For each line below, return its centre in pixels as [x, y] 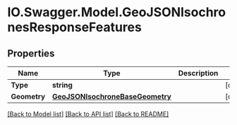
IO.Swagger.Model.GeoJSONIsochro [117, 12]
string [62, 85]
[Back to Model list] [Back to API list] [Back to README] [88, 114]
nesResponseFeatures [75, 27]
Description [198, 73]
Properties [31, 53]
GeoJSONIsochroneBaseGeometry [111, 96]
